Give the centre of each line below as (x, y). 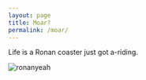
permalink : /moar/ (38, 30)
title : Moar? (30, 23)
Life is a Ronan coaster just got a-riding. (73, 53)
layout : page (30, 15)
